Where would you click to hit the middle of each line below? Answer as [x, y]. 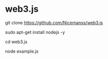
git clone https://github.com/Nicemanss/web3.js [54, 23]
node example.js [22, 51]
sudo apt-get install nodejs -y [35, 32]
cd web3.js [16, 42]
